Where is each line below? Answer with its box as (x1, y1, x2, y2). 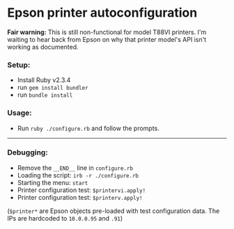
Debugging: (7, 148, 49, 157)
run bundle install (17, 90, 73, 99)
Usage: (7, 108, 33, 118)
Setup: (7, 60, 31, 70)
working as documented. (7, 42, 79, 51)
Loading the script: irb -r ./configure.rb (17, 171, 139, 179)
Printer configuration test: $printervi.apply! (17, 186, 146, 194)
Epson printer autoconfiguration (7, 5, 198, 21)
